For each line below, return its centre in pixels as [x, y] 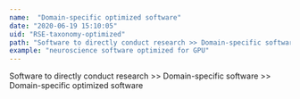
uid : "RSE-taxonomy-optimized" [67, 34]
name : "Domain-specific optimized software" [95, 17]
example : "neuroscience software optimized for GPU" [109, 51]
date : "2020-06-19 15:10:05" [63, 26]
